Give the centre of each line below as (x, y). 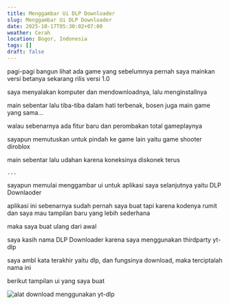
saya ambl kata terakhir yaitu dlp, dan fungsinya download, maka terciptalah (115, 260)
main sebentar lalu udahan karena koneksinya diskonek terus (94, 159)
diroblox (19, 146)
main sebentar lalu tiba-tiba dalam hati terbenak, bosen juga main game (109, 105)
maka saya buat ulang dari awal (52, 226)
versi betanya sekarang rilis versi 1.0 (58, 78)
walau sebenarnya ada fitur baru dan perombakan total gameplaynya (105, 126)
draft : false (26, 52)
